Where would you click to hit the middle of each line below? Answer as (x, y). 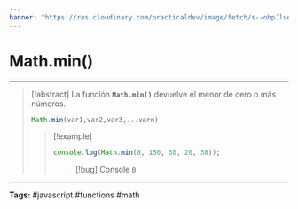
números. (48, 104)
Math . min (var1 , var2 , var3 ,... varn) (94, 120)
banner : (24, 17)
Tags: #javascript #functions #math (74, 195)
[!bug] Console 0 (106, 170)
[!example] (73, 136)
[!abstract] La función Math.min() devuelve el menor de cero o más (153, 94)
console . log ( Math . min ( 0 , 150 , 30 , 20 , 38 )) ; (137, 153)
